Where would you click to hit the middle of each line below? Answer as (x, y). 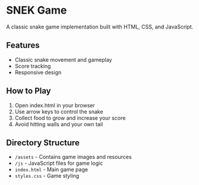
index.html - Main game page (51, 170)
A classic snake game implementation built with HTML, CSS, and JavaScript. (100, 27)
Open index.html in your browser (55, 105)
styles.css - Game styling (47, 176)
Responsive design (38, 72)
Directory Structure (43, 143)
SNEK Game (37, 10)
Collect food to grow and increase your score (70, 118)
